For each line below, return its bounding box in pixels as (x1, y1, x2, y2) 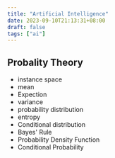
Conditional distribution (17, 120, 86, 129)
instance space (17, 75, 62, 84)
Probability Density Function (17, 135, 100, 144)
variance (17, 98, 44, 106)
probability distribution (17, 106, 83, 114)
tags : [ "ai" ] (7, 30, 46, 38)
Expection (17, 90, 47, 99)
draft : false (7, 23, 46, 30)
